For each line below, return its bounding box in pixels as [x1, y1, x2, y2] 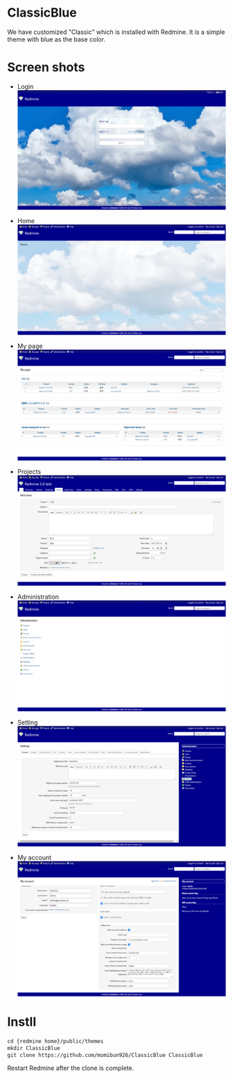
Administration [17, 593, 60, 601]
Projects [17, 467, 42, 475]
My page [17, 342, 43, 351]
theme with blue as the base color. [7, 35, 106, 43]
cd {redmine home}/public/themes [7, 1038, 104, 1045]
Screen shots [7, 60, 85, 76]
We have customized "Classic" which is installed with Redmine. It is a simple [7, 28, 225, 36]
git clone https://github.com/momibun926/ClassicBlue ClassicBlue [7, 1052, 203, 1059]
